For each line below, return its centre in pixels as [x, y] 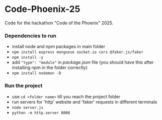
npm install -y [28, 58]
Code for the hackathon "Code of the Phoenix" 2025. [59, 23]
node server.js [28, 108]
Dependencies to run [31, 36]
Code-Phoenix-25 [42, 9]
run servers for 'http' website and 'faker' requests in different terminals [84, 102]
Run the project [24, 86]
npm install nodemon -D [37, 73]
